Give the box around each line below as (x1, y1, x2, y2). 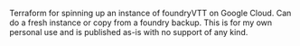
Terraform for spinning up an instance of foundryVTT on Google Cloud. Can (9, 8, 292, 18)
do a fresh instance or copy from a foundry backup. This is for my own (9, 17, 273, 28)
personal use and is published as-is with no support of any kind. (9, 27, 248, 37)
